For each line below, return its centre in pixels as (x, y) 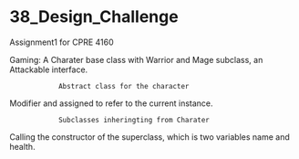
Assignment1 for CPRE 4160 (62, 42)
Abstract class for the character (124, 86)
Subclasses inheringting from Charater (134, 120)
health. (22, 146)
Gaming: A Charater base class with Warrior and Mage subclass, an (136, 59)
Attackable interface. (49, 69)
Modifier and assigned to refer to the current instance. (111, 103)
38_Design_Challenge (94, 17)
